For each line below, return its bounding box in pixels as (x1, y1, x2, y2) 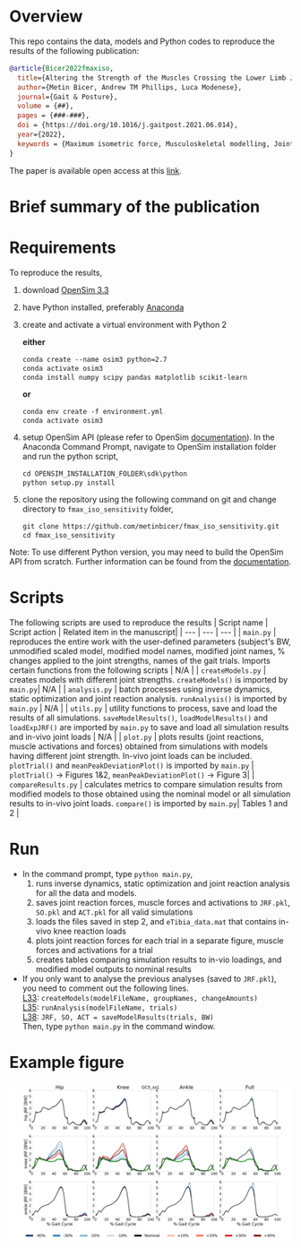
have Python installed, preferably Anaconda (21, 302, 185, 313)
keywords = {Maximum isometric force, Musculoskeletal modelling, (17, 139, 271, 149)
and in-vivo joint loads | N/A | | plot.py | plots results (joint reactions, (9, 731, 264, 742)
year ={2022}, (17, 130, 66, 140)
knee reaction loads (53, 925, 127, 936)
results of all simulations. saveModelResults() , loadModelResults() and (9, 712, 269, 723)
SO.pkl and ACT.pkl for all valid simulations (35, 907, 193, 917)
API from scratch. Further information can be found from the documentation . (9, 555, 292, 566)
